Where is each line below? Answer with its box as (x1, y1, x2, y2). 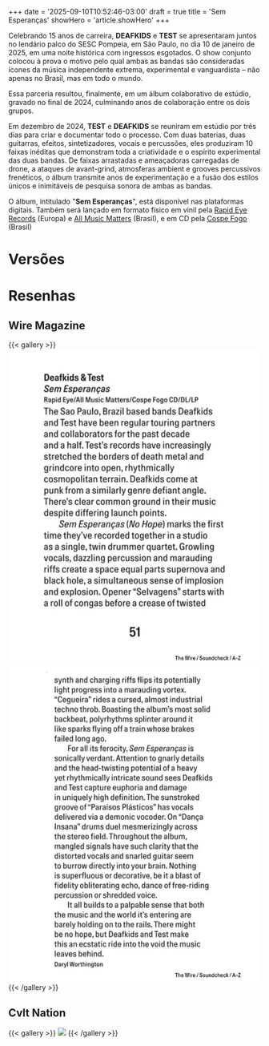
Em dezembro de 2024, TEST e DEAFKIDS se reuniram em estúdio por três (8, 122, 257, 131)
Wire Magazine (8, 318, 86, 332)
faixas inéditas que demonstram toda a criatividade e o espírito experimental (8, 147, 261, 156)
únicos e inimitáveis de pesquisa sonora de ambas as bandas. (8, 181, 213, 191)
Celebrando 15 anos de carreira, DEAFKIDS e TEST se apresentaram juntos (8, 31, 258, 40)
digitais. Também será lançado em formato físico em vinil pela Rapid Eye (8, 205, 247, 215)
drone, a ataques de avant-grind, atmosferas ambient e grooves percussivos (8, 164, 261, 173)
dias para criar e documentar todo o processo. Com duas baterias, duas (8, 130, 246, 139)
